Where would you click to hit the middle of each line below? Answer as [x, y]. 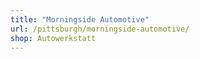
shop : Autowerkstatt [53, 38]
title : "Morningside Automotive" [80, 19]
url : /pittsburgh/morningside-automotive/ [100, 29]
